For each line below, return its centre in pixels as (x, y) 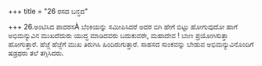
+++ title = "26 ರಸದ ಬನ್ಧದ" (48, 11)
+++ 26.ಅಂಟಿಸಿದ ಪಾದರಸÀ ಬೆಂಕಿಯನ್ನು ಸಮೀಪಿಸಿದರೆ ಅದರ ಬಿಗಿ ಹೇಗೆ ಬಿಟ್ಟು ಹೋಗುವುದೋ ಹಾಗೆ (123, 27)
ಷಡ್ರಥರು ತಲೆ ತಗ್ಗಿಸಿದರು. (36, 53)
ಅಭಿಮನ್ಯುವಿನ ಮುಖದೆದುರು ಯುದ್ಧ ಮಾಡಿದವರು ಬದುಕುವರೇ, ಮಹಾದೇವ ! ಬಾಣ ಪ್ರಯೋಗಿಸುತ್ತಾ (118, 35)
